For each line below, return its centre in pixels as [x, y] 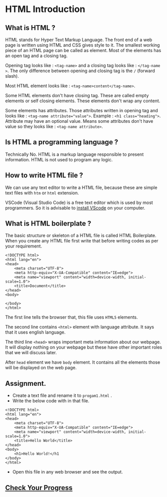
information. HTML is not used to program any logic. [59, 159]
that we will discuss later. [31, 353]
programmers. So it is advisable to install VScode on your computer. [75, 208]
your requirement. [24, 246]
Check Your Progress [39, 488]
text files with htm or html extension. [42, 193]
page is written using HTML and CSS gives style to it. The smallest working [82, 45]
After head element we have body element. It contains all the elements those [83, 362]
